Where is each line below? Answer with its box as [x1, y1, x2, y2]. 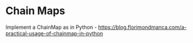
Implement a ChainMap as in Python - [5, 24, 97, 31]
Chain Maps [5, 4, 65, 18]
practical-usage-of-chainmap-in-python [5, 29, 104, 37]
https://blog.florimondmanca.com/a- [98, 24, 187, 31]
